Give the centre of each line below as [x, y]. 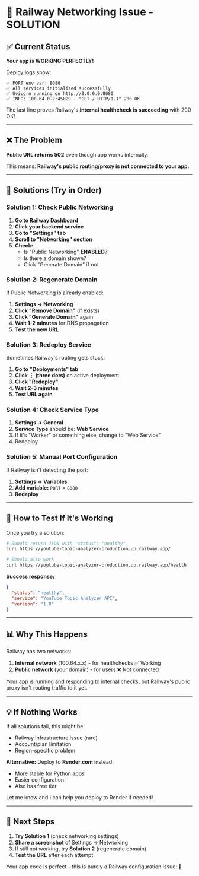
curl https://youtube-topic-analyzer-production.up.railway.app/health [96, 565]
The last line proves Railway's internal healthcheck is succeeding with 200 [99, 110]
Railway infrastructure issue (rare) [56, 738]
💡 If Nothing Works [42, 712]
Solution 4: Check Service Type [52, 410]
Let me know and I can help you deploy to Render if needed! [80, 797]
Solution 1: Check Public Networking [60, 207]
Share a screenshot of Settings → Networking [71, 842]
